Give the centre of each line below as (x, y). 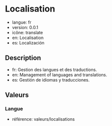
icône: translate (28, 32)
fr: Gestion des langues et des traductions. (55, 70)
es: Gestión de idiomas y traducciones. (51, 80)
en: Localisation (28, 38)
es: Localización (28, 42)
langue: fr (21, 22)
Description (23, 58)
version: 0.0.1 (25, 27)
